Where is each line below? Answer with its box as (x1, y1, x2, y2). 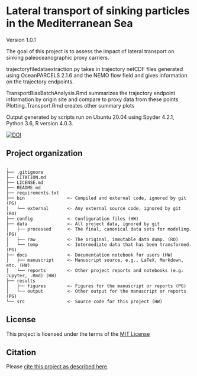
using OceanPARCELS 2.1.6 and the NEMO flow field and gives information (6, 72, 188, 79)
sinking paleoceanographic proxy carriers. (6, 54, 109, 61)
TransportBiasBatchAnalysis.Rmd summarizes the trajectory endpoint (6, 89, 176, 96)
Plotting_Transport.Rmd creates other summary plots (6, 102, 135, 109)
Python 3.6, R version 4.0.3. (6, 119, 73, 127)
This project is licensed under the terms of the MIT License (6, 330, 150, 338)
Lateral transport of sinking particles (6, 4, 190, 18)
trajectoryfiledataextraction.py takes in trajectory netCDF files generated (6, 65, 183, 72)
